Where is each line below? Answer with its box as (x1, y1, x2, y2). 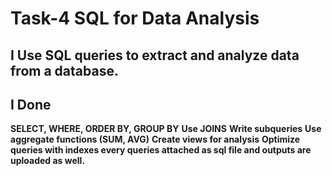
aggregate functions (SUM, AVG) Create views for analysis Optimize (10, 133, 301, 146)
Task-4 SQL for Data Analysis (10, 7, 260, 30)
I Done (10, 96, 52, 113)
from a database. (10, 62, 119, 79)
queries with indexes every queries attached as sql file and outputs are (10, 144, 312, 156)
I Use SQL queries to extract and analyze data (10, 47, 300, 64)
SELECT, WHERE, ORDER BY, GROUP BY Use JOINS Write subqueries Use (10, 123, 322, 135)
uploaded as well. (10, 155, 86, 167)
